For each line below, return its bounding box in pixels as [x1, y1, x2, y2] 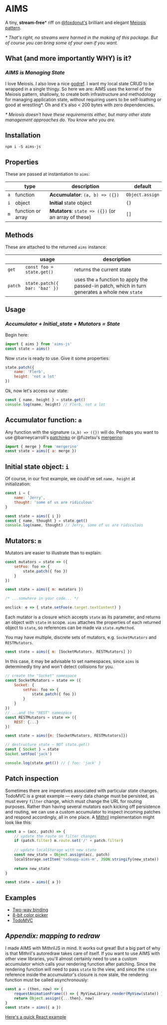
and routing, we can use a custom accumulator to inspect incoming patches [5, 809, 161, 815]
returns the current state [74, 266, 131, 273]
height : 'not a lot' [14, 374, 57, 379]
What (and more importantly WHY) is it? [5, 54, 132, 63]
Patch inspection [5, 774, 59, 783]
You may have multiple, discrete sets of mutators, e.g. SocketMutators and [5, 634, 157, 640]
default [134, 183, 152, 190]
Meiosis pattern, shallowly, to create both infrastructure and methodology [5, 91, 156, 97]
